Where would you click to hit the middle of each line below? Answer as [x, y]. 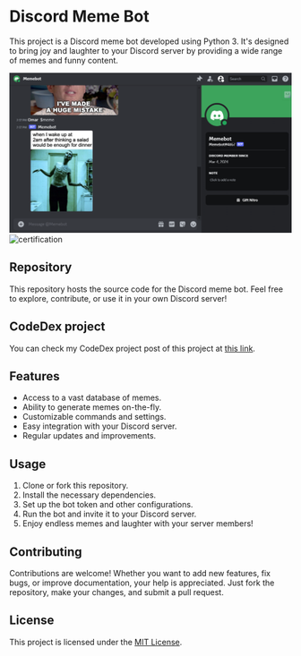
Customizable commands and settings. [94, 417]
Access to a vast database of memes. [92, 398]
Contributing [46, 552]
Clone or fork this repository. [75, 486]
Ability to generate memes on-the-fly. [92, 407]
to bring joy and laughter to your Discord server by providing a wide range [146, 50]
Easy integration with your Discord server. [99, 426]
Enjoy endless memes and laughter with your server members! [138, 524]
